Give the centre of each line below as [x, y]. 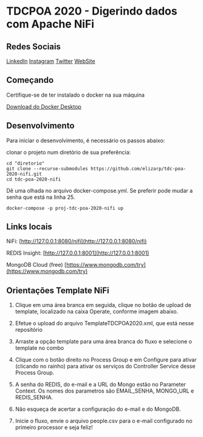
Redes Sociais [33, 46]
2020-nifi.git [24, 174]
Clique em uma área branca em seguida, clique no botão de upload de [103, 305]
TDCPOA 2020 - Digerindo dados [92, 11]
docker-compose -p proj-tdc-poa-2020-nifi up [65, 208]
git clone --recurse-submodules [47, 168]
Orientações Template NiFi [58, 290]
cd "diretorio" [26, 163]
